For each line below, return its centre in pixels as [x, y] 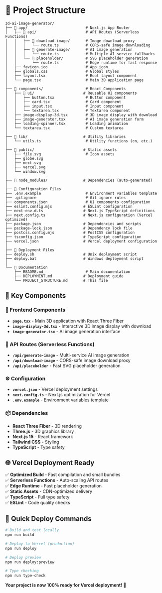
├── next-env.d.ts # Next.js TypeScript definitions [80, 211]
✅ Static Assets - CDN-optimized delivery [49, 491]
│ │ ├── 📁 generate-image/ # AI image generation [69, 49]
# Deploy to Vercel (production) [40, 544]
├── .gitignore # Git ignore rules [66, 198]
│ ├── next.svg [23, 163]
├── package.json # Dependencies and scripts [73, 224]
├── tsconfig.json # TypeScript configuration [73, 237]
